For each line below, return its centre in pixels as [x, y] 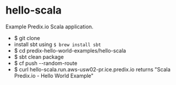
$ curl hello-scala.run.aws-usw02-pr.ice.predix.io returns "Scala [92, 69]
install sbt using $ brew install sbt [57, 44]
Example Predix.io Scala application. [49, 27]
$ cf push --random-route [46, 63]
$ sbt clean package [39, 57]
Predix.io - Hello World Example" [54, 76]
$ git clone [27, 38]
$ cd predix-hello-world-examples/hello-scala [70, 50]
